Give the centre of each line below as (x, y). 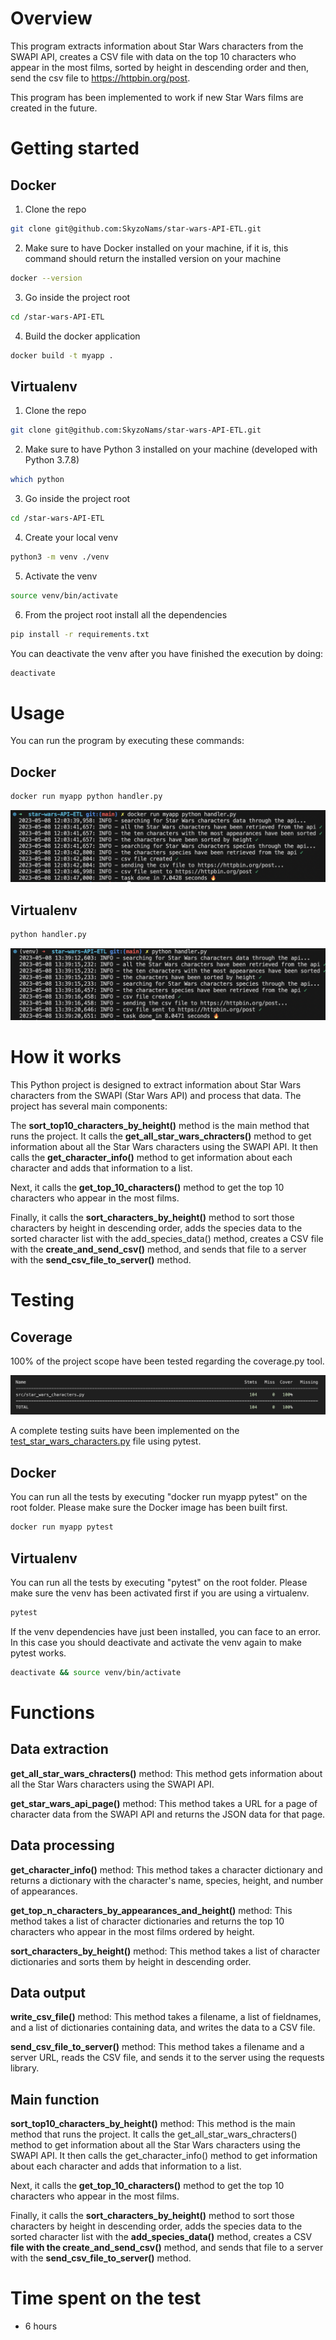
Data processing (62, 1845)
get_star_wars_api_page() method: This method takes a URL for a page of (164, 1803)
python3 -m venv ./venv (60, 557)
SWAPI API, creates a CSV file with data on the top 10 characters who (153, 56)
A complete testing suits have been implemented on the (125, 1431)
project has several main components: (89, 1106)
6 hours (41, 2326)
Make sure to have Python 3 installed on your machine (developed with (171, 449)
